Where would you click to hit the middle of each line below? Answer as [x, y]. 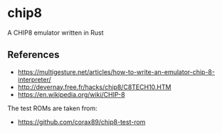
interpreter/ [34, 79]
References [33, 55]
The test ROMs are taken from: [52, 108]
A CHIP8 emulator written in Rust [56, 33]
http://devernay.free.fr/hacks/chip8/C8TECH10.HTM [94, 87]
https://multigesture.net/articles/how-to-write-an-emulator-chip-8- [116, 71]
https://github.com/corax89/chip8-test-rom [81, 122]
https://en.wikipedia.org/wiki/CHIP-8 [72, 94]
